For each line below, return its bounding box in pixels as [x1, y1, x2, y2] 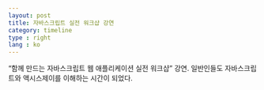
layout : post [8, 11, 51, 20]
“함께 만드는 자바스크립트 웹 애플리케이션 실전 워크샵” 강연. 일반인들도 [8, 64, 224, 73]
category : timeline [8, 26, 73, 34]
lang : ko [8, 41, 41, 49]
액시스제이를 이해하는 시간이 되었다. [22, 73, 133, 83]
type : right [8, 33, 51, 42]
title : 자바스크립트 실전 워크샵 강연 [8, 19, 115, 27]
